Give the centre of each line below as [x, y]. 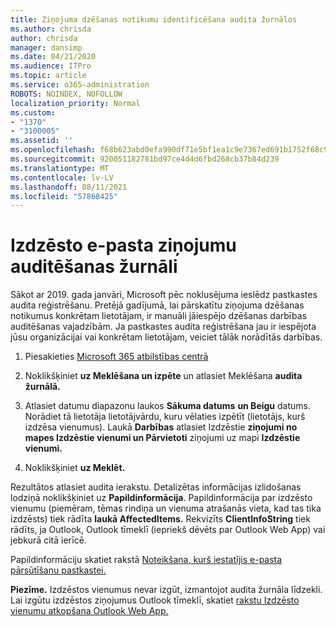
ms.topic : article [48, 76]
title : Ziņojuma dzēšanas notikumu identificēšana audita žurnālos [154, 19]
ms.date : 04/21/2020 [53, 57]
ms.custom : [33, 112]
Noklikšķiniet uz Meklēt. [75, 468]
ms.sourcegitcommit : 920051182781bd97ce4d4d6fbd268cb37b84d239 [145, 159]
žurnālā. [42, 387]
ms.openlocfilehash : [53, 150]
